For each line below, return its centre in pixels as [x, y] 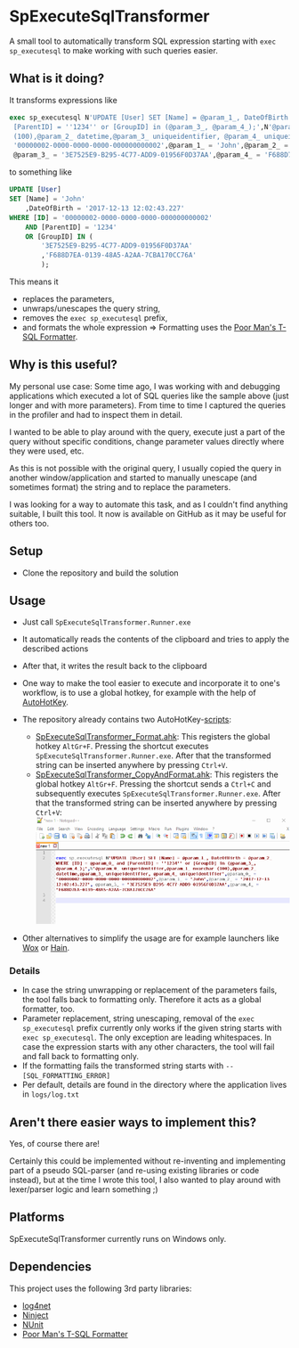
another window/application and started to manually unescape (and [133, 478]
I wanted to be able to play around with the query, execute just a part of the [147, 432]
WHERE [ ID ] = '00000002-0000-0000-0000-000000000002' [111, 217]
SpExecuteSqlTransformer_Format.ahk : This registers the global [153, 737]
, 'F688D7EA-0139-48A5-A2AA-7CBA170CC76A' [119, 256]
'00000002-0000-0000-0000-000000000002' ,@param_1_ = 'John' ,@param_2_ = [151, 146]
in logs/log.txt [51, 1094]
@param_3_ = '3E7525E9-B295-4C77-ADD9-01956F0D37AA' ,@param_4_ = [137, 155]
